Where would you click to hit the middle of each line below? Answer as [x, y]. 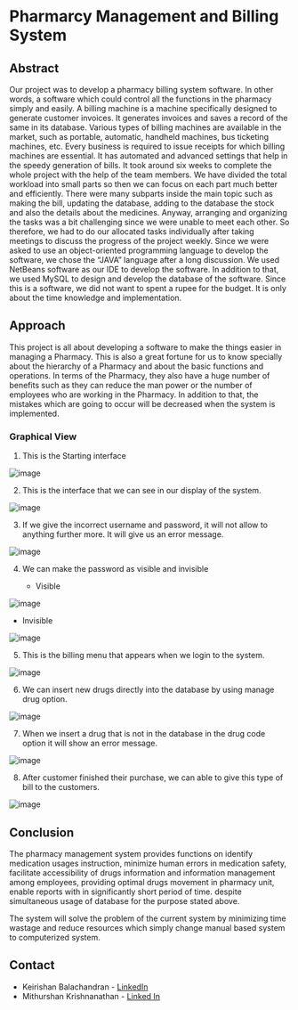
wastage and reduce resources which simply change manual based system [147, 927]
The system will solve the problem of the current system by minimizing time [148, 918]
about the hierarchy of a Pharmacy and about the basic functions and [137, 366]
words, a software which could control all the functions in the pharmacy [141, 99]
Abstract [34, 68]
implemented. [34, 413]
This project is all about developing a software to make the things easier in [145, 347]
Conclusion [42, 832]
